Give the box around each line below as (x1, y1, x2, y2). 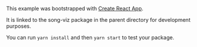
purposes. (6, 23, 32, 29)
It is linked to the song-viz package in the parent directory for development (6, 16, 191, 23)
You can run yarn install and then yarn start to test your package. (6, 34, 174, 41)
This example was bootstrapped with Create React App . (6, 5, 144, 12)
